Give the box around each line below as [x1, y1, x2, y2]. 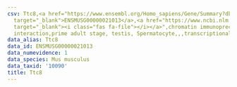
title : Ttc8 [7, 69, 42, 76]
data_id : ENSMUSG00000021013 [7, 43, 93, 50]
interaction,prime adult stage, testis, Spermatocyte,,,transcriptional [13, 29, 232, 37]
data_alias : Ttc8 [7, 36, 59, 43]
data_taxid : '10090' [7, 62, 68, 69]
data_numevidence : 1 [7, 50, 68, 57]
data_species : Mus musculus [7, 56, 90, 63]
